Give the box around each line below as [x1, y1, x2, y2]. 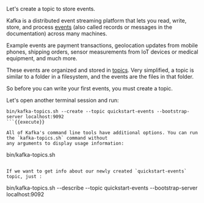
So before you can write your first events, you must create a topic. [6, 85, 173, 92]
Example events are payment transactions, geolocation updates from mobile [6, 42, 199, 49]
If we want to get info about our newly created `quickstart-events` [6, 168, 188, 174]
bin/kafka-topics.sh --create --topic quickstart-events [6, 109, 155, 115]
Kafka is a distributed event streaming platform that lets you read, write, [6, 17, 187, 24]
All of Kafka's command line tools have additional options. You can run [6, 130, 199, 136]
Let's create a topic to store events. [6, 5, 96, 12]
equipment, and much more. [6, 55, 78, 62]
